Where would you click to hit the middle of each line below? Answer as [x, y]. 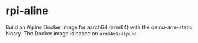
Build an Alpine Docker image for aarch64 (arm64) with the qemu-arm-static [99, 27]
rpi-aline [27, 11]
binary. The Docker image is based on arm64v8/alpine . [72, 33]
